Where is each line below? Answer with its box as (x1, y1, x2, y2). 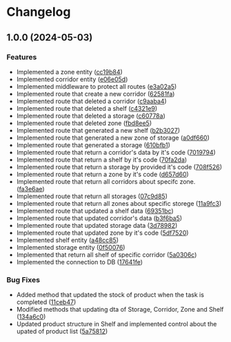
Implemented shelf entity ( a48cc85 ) (16, 235, 119, 244)
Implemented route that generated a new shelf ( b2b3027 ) (16, 126, 181, 134)
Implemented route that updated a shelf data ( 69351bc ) (16, 206, 174, 215)
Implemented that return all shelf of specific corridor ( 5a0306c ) (16, 250, 197, 259)
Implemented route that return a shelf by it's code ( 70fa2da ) (16, 156, 188, 164)
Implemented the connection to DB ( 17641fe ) (16, 257, 143, 266)
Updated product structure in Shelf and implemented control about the (16, 320, 217, 328)
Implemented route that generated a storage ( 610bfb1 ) (16, 140, 170, 149)
